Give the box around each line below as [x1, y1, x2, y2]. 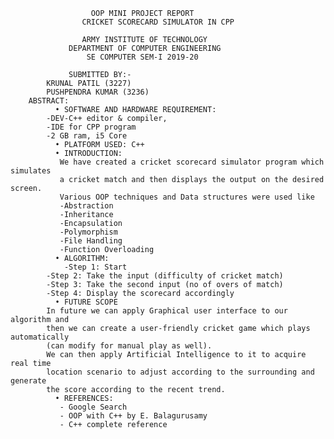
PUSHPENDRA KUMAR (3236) [46, 87, 150, 97]
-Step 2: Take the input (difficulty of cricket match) [46, 271, 284, 281]
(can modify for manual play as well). [46, 341, 213, 351]
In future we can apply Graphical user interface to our [46, 306, 288, 316]
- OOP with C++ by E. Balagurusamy [59, 411, 208, 421]
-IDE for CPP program [46, 122, 137, 132]
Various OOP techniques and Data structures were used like [59, 192, 315, 202]
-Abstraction [59, 201, 114, 211]
